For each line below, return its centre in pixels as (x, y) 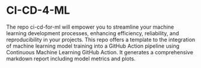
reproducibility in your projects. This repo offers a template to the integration (101, 39)
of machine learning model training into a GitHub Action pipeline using (93, 46)
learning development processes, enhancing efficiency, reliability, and (93, 33)
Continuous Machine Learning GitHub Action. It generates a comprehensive (100, 52)
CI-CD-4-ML (38, 10)
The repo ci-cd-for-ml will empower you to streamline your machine (90, 27)
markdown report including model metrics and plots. (71, 58)
